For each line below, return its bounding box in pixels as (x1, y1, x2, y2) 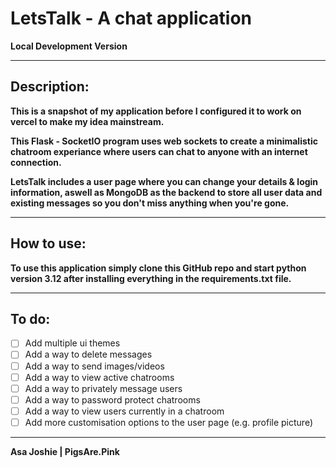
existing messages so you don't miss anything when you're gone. (10, 197, 290, 209)
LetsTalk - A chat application (10, 7, 253, 30)
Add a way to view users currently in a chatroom (24, 405, 225, 417)
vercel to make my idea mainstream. (10, 115, 165, 127)
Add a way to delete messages (24, 348, 153, 361)
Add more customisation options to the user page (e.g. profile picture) (24, 416, 313, 428)
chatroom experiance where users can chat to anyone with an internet (10, 145, 308, 157)
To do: (10, 310, 51, 327)
